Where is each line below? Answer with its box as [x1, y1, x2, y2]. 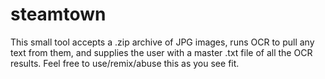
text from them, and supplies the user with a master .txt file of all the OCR [10, 46, 313, 58]
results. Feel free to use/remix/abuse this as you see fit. [10, 57, 240, 69]
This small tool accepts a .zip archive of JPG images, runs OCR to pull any [10, 36, 315, 48]
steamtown [10, 3, 107, 26]
